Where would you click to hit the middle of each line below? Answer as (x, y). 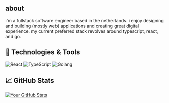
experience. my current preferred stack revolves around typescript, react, (82, 31)
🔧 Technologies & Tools (43, 52)
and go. (13, 36)
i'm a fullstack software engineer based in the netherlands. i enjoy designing (84, 20)
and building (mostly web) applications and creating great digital (72, 26)
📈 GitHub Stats (30, 81)
